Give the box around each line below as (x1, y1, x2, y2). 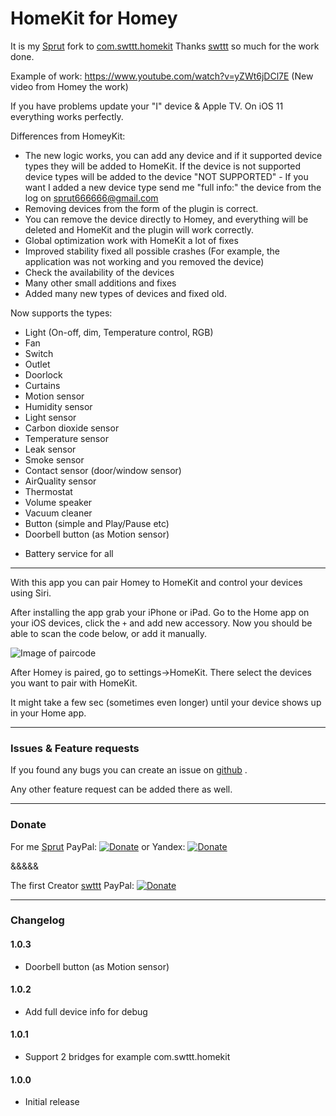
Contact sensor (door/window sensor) (24, 464, 182, 476)
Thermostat (24, 485, 73, 497)
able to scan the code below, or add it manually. (10, 627, 208, 639)
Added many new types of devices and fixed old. (24, 287, 227, 299)
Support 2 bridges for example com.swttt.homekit (24, 1051, 231, 1063)
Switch (24, 347, 54, 359)
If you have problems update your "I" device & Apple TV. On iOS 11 (10, 100, 284, 112)
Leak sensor (24, 443, 77, 455)
